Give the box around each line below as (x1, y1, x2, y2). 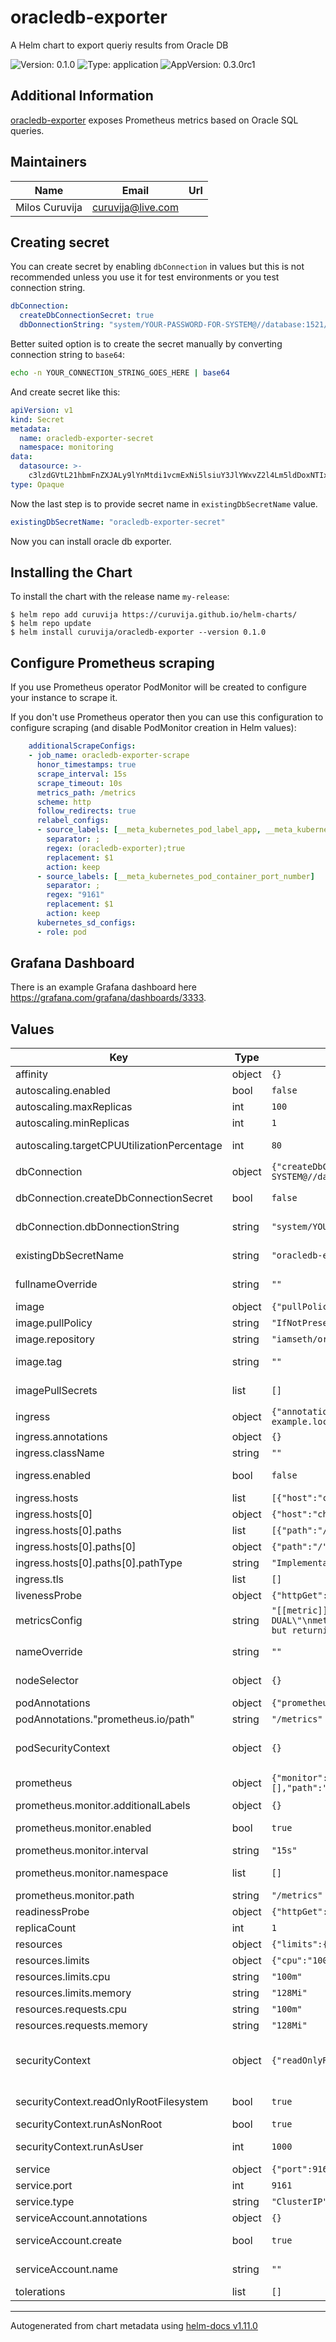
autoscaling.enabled (15, 1084, 111, 1098)
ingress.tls (15, 1572, 64, 1586)
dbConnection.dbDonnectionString (15, 1220, 180, 1234)
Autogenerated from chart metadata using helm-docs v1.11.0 (10, 2320, 258, 2332)
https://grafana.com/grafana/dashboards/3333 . (10, 992, 207, 1004)
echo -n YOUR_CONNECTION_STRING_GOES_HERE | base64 (10, 368, 230, 378)
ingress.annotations (15, 1430, 108, 1444)
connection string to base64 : (10, 349, 126, 360)
